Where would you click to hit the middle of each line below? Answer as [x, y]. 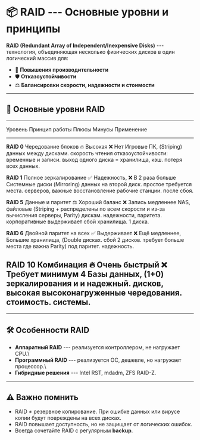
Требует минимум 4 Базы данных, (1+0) [85, 274]
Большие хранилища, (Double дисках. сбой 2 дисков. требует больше [95, 239]
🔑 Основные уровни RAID [56, 110]
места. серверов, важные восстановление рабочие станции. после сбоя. [100, 190]
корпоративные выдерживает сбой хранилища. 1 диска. [78, 221]
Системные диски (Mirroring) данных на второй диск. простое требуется [99, 184]
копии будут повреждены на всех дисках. [68, 418]
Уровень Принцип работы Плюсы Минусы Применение [77, 129]
